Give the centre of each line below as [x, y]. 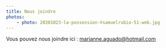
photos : [15, 17]
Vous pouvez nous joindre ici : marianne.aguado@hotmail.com [81, 39]
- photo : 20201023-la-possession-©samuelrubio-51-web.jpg [88, 22]
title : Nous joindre [31, 11]
